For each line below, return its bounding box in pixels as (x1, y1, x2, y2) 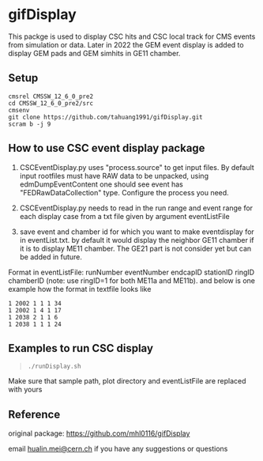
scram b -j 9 (8, 120, 51, 128)
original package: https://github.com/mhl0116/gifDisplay (8, 429, 190, 438)
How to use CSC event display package (8, 142, 205, 155)
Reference (8, 407, 61, 421)
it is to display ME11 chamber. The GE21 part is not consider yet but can (19, 244, 252, 253)
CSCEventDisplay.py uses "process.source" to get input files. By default (19, 162, 254, 172)
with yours (8, 385, 43, 395)
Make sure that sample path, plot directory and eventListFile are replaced (8, 376, 246, 386)
